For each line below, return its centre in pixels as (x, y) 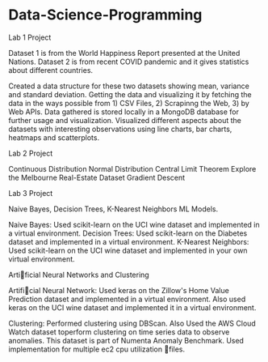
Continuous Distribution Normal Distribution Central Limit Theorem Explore (132, 168)
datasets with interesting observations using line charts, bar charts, (120, 129)
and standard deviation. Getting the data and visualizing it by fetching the (130, 94)
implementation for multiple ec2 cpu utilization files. (97, 349)
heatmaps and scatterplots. (54, 137)
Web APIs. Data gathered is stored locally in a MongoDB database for (124, 112)
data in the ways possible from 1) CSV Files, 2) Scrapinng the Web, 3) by (129, 103)
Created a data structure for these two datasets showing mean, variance (129, 86)
